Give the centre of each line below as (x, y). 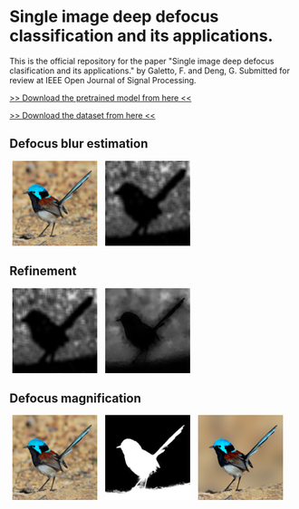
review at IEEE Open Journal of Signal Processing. (103, 80)
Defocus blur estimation (79, 144)
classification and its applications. (141, 36)
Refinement (43, 271)
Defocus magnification (76, 398)
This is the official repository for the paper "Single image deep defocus (142, 61)
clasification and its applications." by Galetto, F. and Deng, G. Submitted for (150, 71)
